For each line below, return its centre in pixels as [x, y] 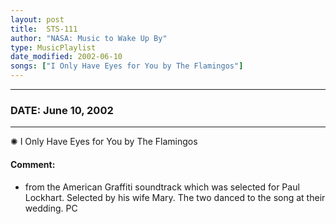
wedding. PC [51, 208]
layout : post [37, 19]
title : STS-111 [44, 29]
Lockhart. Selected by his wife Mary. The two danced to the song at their [175, 197]
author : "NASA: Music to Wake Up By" [89, 38]
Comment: [33, 164]
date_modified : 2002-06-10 [66, 57]
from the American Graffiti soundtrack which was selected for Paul [162, 187]
